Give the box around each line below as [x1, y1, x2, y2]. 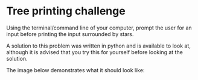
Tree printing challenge [6, 4, 126, 18]
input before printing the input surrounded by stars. [6, 30, 134, 37]
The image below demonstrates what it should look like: [6, 66, 145, 73]
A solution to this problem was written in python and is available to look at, [6, 42, 191, 49]
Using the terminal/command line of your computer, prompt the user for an [6, 24, 192, 31]
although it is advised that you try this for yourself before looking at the [6, 48, 183, 55]
